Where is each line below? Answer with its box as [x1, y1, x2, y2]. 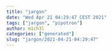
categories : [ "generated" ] [6, 31, 74, 37]
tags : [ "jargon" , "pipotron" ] [6, 20, 83, 26]
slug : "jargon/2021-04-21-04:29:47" [6, 36, 99, 42]
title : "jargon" [6, 8, 47, 15]
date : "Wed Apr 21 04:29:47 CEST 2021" [6, 14, 107, 20]
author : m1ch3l [6, 25, 45, 32]
